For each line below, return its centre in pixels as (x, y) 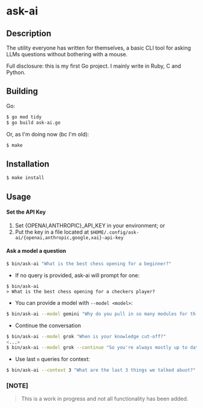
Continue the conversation (48, 325)
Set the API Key (26, 212)
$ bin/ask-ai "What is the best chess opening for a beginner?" (89, 264)
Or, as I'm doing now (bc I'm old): (48, 134)
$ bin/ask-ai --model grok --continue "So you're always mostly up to (97, 348)
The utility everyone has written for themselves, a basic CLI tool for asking (99, 48)
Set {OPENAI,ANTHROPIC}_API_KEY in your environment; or (90, 225)
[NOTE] (17, 386)
